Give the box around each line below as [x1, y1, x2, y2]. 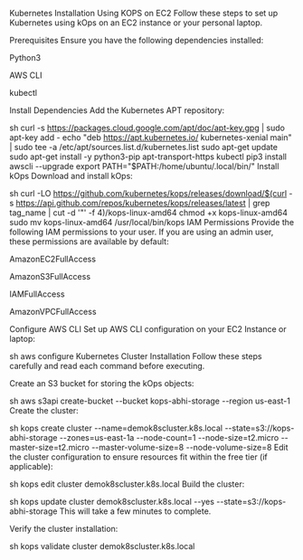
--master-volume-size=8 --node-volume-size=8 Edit [91, 442, 289, 452]
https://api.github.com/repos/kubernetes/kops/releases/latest [15, 198, 246, 208]
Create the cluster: [9, 405, 79, 415]
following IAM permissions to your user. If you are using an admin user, [9, 226, 274, 237]
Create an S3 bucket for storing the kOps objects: [9, 378, 194, 388]
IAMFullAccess [9, 289, 65, 299]
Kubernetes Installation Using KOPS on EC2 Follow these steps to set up [9, 8, 279, 18]
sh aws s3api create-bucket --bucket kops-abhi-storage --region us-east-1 [9, 395, 291, 406]
